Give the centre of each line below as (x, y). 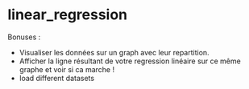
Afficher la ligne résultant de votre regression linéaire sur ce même (130, 61)
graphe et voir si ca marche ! (66, 69)
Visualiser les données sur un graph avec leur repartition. (114, 52)
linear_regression (68, 15)
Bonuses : (24, 37)
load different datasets (56, 78)
